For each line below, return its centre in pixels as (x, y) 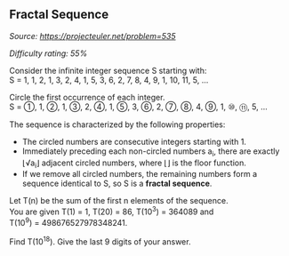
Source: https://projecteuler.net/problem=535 (92, 36)
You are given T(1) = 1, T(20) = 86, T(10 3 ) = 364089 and (112, 211)
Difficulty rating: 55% (48, 53)
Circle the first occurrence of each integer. (87, 97)
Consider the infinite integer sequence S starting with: (108, 70)
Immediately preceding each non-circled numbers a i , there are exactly (151, 152)
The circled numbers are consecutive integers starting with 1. (134, 141)
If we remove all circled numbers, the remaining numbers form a (140, 174)
